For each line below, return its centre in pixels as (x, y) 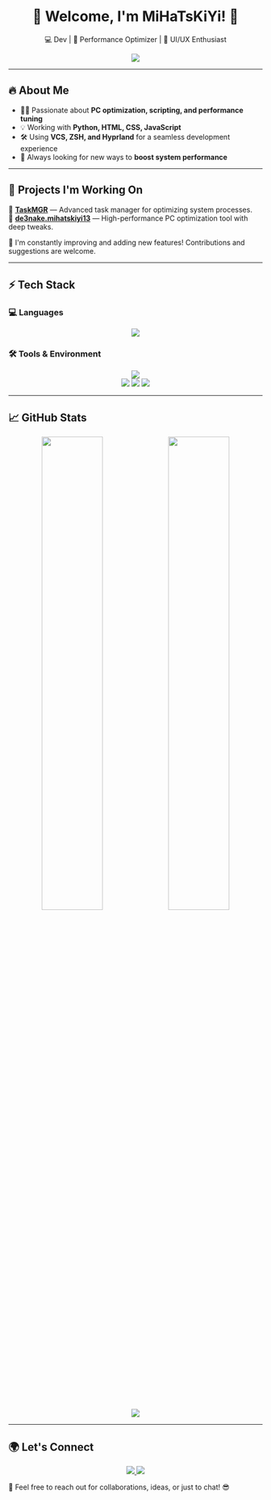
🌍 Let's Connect (51, 1447)
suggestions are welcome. (52, 251)
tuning (31, 118)
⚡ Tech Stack (42, 285)
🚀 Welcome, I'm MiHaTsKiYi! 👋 (135, 17)
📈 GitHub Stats (48, 417)
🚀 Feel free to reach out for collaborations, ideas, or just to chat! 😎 (119, 1487)
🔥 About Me (39, 91)
